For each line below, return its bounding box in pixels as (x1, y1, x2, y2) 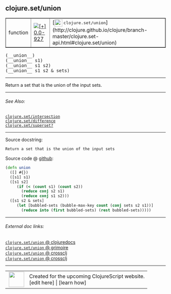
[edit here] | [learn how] (29, 279, 87, 286)
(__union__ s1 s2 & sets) (5, 68, 70, 73)
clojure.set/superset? (5, 123, 53, 128)
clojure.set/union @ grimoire (5, 244, 69, 250)
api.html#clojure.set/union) (52, 39, 117, 46)
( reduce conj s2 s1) (21, 189, 65, 194)
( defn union (5, 165, 31, 171)
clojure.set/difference (5, 119, 56, 124)
